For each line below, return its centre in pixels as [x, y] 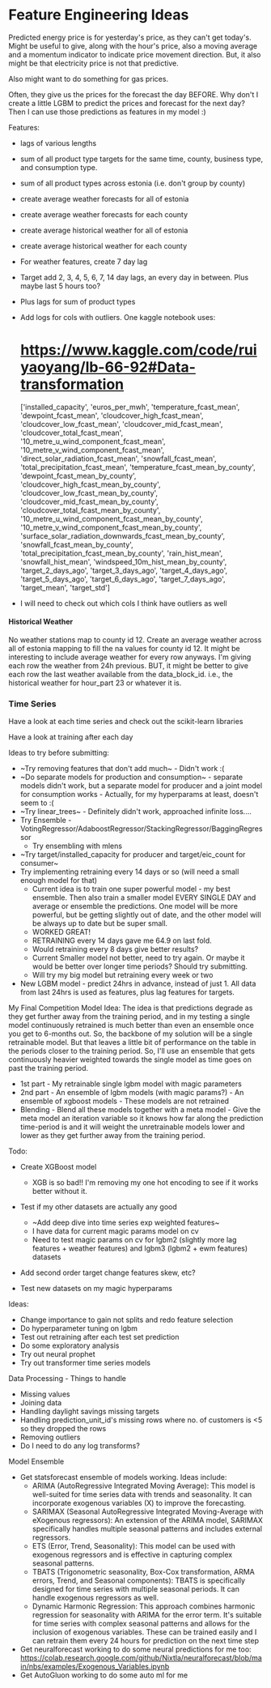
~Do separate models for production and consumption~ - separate [131, 777]
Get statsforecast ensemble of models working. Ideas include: [123, 1477]
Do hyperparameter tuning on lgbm [79, 1328]
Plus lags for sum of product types [78, 301]
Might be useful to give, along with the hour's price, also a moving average [133, 45]
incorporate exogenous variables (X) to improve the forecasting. [139, 1503]
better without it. [59, 1191]
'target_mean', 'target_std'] [65, 587]
